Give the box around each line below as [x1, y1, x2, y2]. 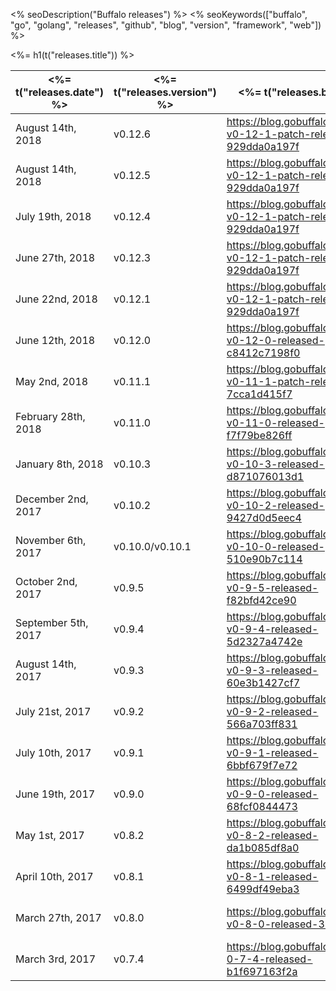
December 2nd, [15, 492, 89, 506]
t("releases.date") [15, 85, 105, 99]
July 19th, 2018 [15, 210, 92, 223]
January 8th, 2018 [15, 457, 104, 471]
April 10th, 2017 [15, 870, 94, 883]
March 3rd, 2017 [15, 952, 97, 966]
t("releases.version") [113, 85, 217, 99]
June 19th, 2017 [15, 787, 96, 801]
